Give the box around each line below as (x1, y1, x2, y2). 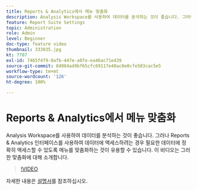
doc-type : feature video (6, 42, 67, 47)
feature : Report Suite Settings (6, 19, 85, 25)
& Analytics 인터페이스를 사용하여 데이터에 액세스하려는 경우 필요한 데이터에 (6, 139, 181, 146)
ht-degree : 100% (6, 80, 46, 85)
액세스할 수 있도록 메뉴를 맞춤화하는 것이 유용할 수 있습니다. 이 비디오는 (16, 146, 180, 153)
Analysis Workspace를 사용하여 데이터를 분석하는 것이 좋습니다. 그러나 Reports (6, 132, 190, 139)
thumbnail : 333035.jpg (6, 47, 62, 53)
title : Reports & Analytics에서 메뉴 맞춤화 (6, 8, 108, 15)
